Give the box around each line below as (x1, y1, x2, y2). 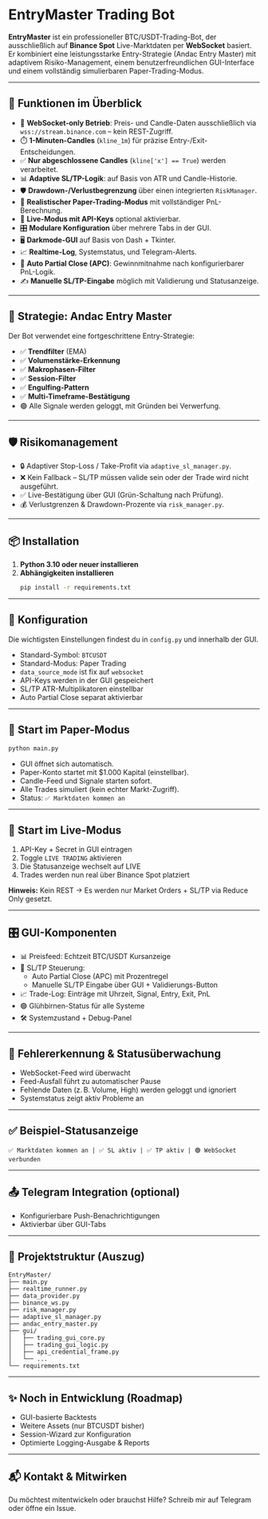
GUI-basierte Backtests (19, 1413, 97, 1422)
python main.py (8, 744, 59, 753)
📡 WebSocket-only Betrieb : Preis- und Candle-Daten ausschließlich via (19, 118, 257, 127)
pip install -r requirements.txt (19, 584, 132, 592)
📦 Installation (8, 534, 80, 548)
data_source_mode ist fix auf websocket (19, 666, 144, 677)
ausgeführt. (19, 482, 58, 491)
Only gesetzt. (8, 894, 53, 904)
